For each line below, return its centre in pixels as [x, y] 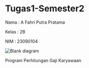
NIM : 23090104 [21, 41]
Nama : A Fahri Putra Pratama [35, 22]
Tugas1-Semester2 [45, 9]
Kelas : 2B [15, 32]
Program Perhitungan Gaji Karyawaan [43, 60]
